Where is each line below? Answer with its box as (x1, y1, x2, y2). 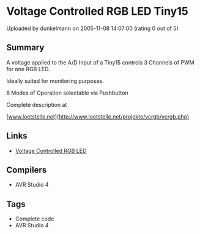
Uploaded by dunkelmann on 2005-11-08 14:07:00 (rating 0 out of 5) (6, 25, 179, 32)
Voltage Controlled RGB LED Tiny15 (6, 4, 188, 18)
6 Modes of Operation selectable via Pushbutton (6, 89, 128, 96)
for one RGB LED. (6, 65, 50, 72)
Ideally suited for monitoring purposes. (6, 77, 104, 84)
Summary (6, 42, 45, 53)
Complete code (15, 215, 54, 222)
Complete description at (6, 101, 67, 108)
